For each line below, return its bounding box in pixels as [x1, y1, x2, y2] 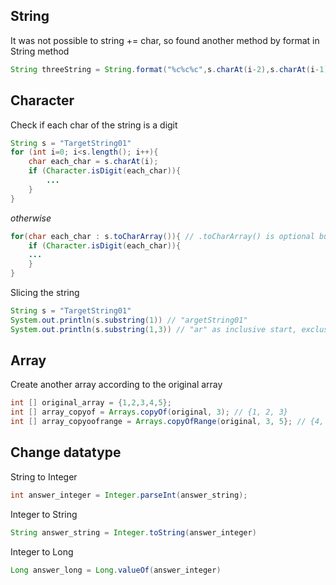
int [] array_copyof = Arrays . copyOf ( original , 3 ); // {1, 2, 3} [10, 407, 289, 418]
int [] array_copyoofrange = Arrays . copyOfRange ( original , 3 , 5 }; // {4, [10, 417, 325, 427]
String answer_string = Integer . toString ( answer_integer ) [10, 527, 257, 538]
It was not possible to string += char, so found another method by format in [10, 34, 320, 46]
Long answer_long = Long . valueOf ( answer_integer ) [10, 565, 222, 575]
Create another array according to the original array [10, 379, 223, 391]
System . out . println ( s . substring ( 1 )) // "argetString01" [10, 315, 248, 325]
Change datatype [10, 444, 122, 461]
